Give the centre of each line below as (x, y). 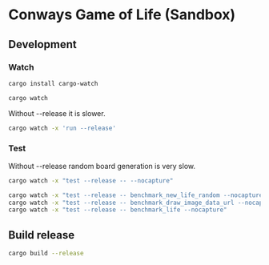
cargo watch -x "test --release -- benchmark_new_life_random (114, 195)
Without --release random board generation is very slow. (102, 166)
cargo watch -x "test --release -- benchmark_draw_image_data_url (121, 203)
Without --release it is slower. (57, 113)
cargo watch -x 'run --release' (62, 128)
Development (43, 44)
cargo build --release (46, 254)
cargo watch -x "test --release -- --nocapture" (91, 181)
